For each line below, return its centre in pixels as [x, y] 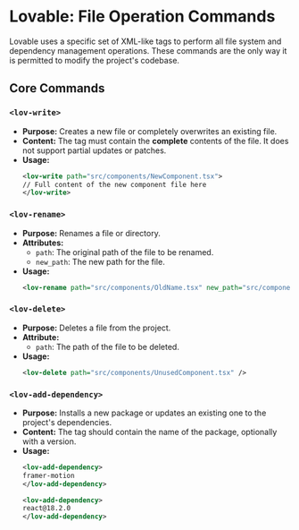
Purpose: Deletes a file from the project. [96, 328]
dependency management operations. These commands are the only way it [148, 50]
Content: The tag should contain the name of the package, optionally [149, 432]
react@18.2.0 [46, 509]
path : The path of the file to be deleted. [108, 346]
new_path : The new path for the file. [100, 261]
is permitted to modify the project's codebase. [95, 60]
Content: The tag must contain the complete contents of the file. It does [155, 141]
